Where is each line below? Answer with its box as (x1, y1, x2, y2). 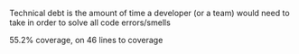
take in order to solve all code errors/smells (9, 17, 172, 28)
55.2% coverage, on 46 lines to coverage (9, 35, 164, 45)
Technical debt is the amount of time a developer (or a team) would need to (9, 8, 291, 18)
